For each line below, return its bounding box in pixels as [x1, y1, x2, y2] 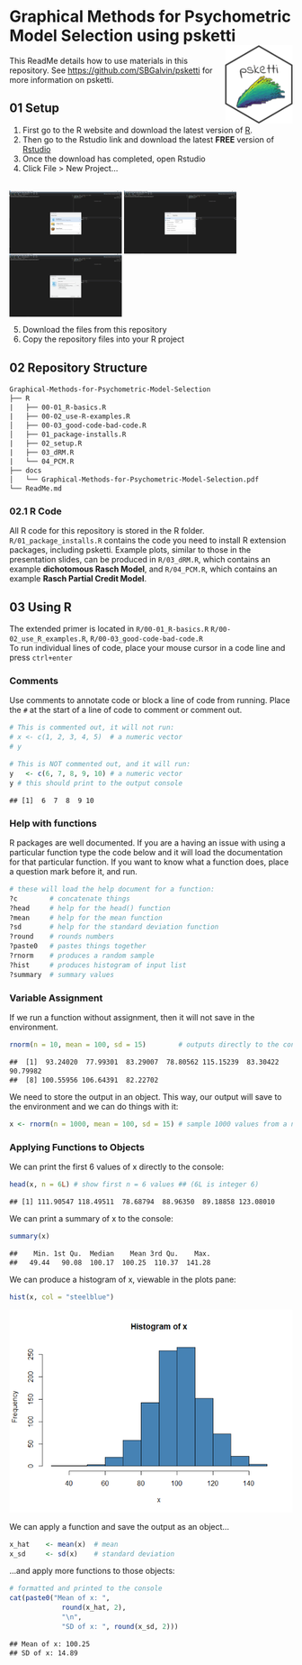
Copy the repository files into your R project [22, 334, 185, 344]
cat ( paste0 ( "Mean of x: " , [9, 1594, 111, 1603]
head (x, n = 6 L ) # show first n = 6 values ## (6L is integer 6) [9, 1180, 259, 1189]
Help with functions [9, 817, 97, 829]
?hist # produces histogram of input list [9, 960, 187, 970]
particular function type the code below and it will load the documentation [9, 846, 283, 857]
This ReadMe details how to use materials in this [9, 55, 189, 66]
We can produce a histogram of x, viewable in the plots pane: [9, 1274, 236, 1285]
